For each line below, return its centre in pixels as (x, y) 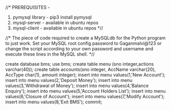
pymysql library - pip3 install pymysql (52, 17)
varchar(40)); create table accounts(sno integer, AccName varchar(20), (81, 69)
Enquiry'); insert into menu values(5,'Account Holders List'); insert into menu (86, 91)
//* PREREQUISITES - (28, 7)
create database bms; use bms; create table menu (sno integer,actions (80, 64)
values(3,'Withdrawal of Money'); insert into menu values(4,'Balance (77, 86)
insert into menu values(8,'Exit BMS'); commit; (54, 102)
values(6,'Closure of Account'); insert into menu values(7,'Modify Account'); (85, 97)
